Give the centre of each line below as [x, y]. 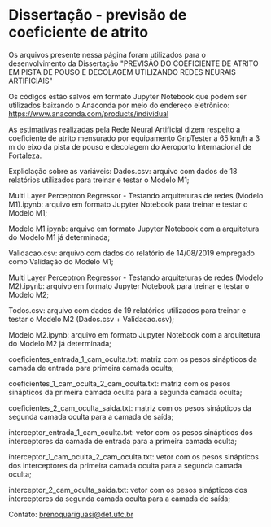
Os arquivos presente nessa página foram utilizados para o [107, 54]
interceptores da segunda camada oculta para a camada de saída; [119, 499]
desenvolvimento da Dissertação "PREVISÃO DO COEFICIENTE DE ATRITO [133, 63]
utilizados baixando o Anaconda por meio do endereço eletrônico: [119, 105]
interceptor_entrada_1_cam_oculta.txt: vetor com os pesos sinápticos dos [131, 432]
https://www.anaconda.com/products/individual [89, 113]
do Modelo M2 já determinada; [60, 343]
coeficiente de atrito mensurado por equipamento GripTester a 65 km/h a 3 [134, 138]
